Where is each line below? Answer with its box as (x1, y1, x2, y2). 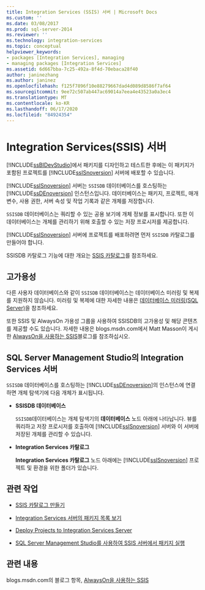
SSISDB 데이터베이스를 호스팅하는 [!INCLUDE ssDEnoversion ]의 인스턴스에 (6, 381, 185, 388)
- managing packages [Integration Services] (6, 60, 122, 66)
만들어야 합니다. (6, 239, 45, 246)
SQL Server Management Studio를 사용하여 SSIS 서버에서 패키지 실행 (15, 539, 185, 546)
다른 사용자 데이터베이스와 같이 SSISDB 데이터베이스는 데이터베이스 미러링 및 (6, 289, 188, 296)
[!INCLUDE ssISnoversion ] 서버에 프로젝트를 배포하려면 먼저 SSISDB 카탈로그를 (6, 231, 195, 239)
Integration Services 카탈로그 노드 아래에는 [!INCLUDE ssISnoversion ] (15, 456, 188, 464)
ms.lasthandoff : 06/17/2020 (6, 105, 78, 112)
